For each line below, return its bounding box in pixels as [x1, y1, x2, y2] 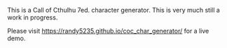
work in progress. [7, 13, 58, 22]
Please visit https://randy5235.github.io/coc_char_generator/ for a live [7, 27, 209, 35]
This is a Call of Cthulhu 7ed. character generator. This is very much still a [7, 6, 221, 14]
